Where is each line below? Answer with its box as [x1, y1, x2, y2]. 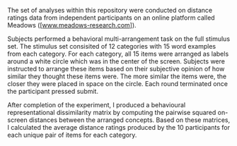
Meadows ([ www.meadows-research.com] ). [7, 21, 137, 29]
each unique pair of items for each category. [7, 130, 137, 139]
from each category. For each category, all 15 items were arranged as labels [7, 49, 229, 58]
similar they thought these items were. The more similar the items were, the [7, 72, 227, 80]
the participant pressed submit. [7, 87, 99, 95]
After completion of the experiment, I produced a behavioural [7, 101, 186, 109]
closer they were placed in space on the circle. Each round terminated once [7, 80, 229, 87]
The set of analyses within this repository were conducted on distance [7, 6, 213, 14]
